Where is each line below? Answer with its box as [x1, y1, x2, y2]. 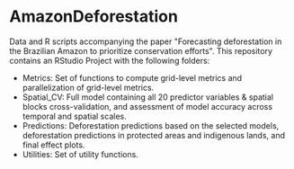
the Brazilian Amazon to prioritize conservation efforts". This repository [9, 45, 272, 56]
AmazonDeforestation [9, 6, 178, 27]
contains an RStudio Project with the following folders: [9, 55, 210, 66]
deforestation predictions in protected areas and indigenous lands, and [22, 129, 286, 140]
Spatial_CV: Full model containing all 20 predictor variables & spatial [22, 92, 274, 102]
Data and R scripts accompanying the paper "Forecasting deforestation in [9, 36, 282, 47]
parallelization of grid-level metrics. [22, 82, 155, 93]
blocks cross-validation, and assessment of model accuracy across [22, 101, 272, 111]
